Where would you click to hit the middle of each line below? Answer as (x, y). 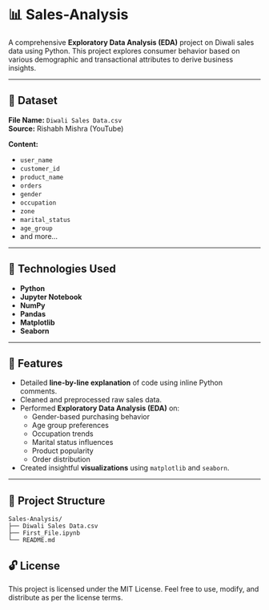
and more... (39, 236)
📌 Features (36, 364)
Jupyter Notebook (51, 297)
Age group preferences (70, 426)
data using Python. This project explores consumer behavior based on (124, 50)
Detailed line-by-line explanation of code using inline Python (121, 383)
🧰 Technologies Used (62, 269)
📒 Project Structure (57, 501)
